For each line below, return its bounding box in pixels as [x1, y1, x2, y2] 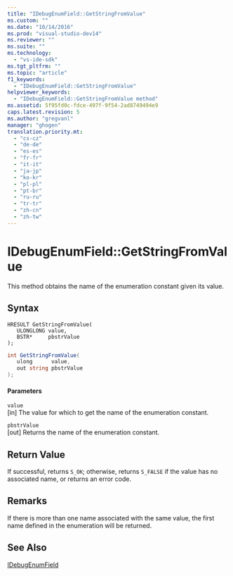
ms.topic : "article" [7, 69, 68, 76]
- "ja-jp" [13, 167, 42, 175]
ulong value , [16, 358, 71, 365]
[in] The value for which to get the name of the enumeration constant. [7, 408, 209, 417]
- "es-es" [13, 148, 42, 155]
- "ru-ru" [13, 194, 42, 201]
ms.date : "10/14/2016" [7, 23, 74, 30]
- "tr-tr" [13, 200, 42, 208]
